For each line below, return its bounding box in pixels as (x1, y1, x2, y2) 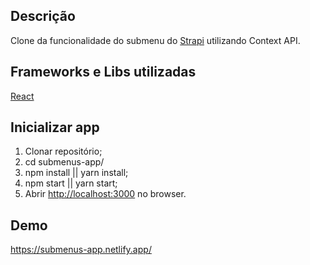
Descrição (10, 8, 76, 25)
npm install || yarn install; (24, 167, 129, 179)
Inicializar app (10, 119, 100, 136)
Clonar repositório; (24, 145, 103, 158)
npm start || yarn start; (24, 177, 118, 189)
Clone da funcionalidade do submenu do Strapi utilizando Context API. (10, 34, 301, 46)
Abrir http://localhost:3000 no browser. (24, 188, 187, 200)
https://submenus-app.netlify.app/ (10, 244, 152, 256)
